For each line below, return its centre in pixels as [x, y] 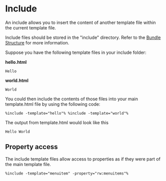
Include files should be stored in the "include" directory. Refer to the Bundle [83, 37]
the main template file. [28, 164]
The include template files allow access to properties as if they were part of [83, 159]
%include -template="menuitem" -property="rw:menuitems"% [67, 173]
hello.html [16, 62]
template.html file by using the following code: [53, 104]
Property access [31, 147]
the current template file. [31, 27]
